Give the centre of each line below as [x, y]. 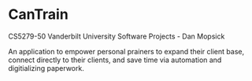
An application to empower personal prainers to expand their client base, [126, 51]
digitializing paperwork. [46, 68]
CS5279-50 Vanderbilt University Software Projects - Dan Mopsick [117, 36]
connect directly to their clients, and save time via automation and [115, 60]
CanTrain [38, 15]
